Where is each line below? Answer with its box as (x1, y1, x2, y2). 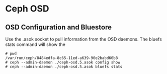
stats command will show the (5, 41, 66, 47)
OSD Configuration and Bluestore (5, 23, 112, 31)
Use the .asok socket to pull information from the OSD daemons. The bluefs (5, 36, 162, 42)
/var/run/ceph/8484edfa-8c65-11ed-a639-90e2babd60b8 (5, 55, 118, 60)
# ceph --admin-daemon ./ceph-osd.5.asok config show (5, 60, 121, 65)
